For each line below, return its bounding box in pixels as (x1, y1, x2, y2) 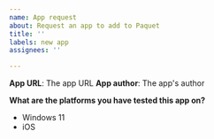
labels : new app (9, 37, 69, 47)
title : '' (9, 29, 46, 38)
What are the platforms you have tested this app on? (9, 95, 206, 106)
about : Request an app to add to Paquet (9, 21, 161, 30)
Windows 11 (21, 112, 65, 123)
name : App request (9, 12, 77, 22)
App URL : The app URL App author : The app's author (9, 78, 205, 89)
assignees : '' (9, 46, 62, 55)
